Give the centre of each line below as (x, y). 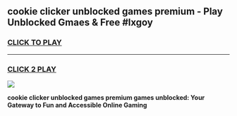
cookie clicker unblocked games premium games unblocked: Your (106, 97)
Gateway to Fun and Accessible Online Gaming (77, 105)
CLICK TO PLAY (35, 43)
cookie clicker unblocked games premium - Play (115, 12)
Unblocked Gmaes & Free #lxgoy (80, 23)
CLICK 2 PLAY (32, 69)
